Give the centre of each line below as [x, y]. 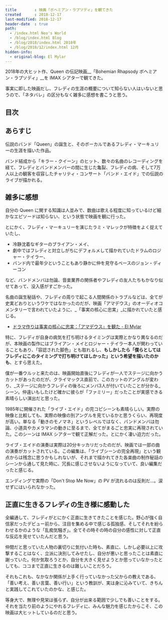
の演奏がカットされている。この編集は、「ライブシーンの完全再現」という [81, 451]
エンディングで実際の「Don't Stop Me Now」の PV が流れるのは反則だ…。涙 [84, 481]
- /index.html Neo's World [38, 33]
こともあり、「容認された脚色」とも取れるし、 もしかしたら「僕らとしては [85, 350]
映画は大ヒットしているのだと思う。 [42, 612]
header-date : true [27, 24]
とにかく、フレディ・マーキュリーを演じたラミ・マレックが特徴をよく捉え [82, 227]
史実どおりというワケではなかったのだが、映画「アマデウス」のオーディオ [82, 303]
